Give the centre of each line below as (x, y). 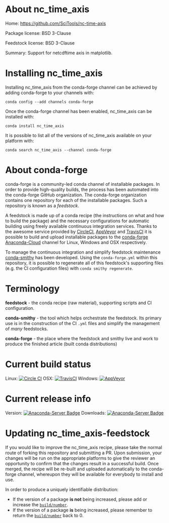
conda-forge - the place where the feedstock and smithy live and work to (82, 338)
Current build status (48, 364)
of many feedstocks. (27, 329)
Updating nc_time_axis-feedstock (78, 433)
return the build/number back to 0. (48, 515)
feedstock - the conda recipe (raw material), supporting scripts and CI (79, 303)
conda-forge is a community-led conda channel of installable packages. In (82, 184)
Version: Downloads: (55, 413)
